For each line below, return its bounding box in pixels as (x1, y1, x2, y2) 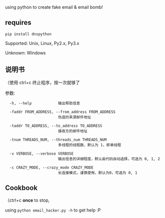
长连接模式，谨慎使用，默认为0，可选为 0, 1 (58, 170, 137, 175)
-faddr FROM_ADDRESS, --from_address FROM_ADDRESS (9, 109, 116, 114)
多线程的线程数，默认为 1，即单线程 (58, 142, 122, 147)
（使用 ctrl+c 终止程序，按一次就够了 (5, 79, 80, 86)
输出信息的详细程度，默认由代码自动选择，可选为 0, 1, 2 (58, 156, 160, 161)
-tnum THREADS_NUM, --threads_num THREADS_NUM (9, 137, 107, 142)
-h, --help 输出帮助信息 (9, 101, 80, 106)
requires (5, 18, 32, 27)
